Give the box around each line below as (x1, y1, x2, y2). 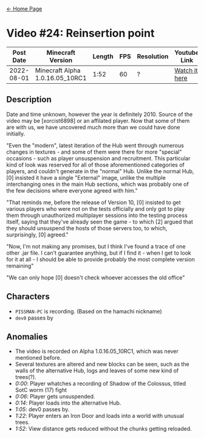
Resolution (137, 52, 169, 60)
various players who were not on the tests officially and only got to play (6, 205, 185, 212)
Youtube (174, 48, 200, 56)
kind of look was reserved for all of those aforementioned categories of (6, 161, 185, 168)
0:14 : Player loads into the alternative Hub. (15, 399, 121, 406)
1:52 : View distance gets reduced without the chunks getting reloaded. (15, 425, 192, 433)
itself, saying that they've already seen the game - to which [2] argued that (6, 218, 193, 225)
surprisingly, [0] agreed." (6, 231, 69, 238)
